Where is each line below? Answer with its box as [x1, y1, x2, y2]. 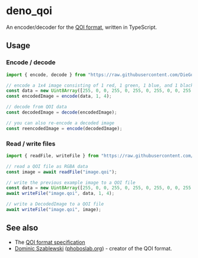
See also [6, 223, 38, 233]
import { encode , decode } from [6, 72, 85, 78]
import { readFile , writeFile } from [6, 153, 99, 158]
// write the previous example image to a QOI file [6, 180, 136, 186]
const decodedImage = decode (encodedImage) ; [6, 110, 117, 115]
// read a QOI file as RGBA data [6, 163, 88, 169]
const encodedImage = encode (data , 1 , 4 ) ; [6, 93, 112, 100]
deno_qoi [6, 4, 52, 18]
